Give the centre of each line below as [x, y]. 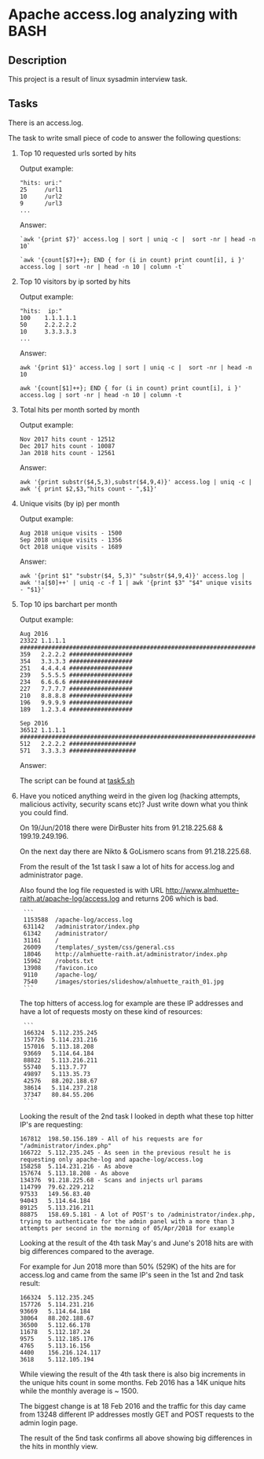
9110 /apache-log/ [60, 975]
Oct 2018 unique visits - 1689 [71, 547]
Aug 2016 [34, 634]
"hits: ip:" [41, 311]
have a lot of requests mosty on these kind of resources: [111, 1011]
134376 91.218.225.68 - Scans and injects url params [111, 1180]
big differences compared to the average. [87, 1251]
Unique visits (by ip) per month [70, 503]
